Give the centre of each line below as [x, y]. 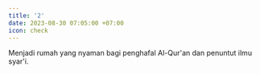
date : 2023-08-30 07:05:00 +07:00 [66, 23]
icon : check [28, 30]
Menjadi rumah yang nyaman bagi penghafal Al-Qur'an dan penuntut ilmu [130, 53]
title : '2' [27, 16]
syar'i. [19, 61]
